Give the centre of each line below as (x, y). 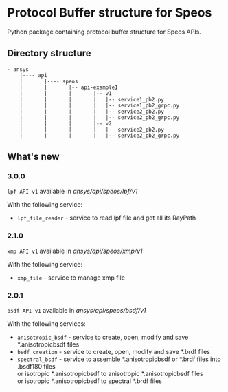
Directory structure (49, 53)
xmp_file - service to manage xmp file (71, 278)
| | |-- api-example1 (69, 87)
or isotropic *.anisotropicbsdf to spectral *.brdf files (90, 381)
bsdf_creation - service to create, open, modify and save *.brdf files (114, 352)
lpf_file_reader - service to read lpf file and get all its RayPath (106, 218)
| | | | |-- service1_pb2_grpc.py (100, 105)
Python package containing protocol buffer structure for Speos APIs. (104, 32)
